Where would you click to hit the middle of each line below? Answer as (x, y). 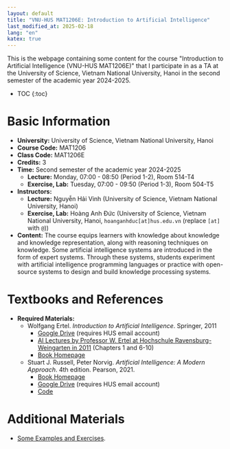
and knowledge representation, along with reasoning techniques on (112, 243)
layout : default (30, 13)
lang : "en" (23, 33)
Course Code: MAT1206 (51, 148)
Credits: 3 (32, 163)
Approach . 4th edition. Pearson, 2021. (81, 369)
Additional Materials (66, 419)
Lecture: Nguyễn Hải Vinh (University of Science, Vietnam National (122, 199)
